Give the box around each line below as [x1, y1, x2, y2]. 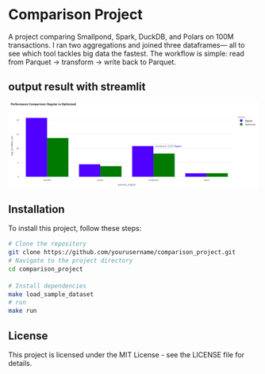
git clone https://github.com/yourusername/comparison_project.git [8, 249, 236, 256]
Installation [8, 202, 65, 216]
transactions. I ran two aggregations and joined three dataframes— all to [8, 40, 245, 49]
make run [8, 307, 37, 315]
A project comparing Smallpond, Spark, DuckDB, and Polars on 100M [8, 32, 234, 41]
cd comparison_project [8, 264, 83, 273]
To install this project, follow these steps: [8, 224, 142, 233]
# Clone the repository [8, 240, 87, 248]
